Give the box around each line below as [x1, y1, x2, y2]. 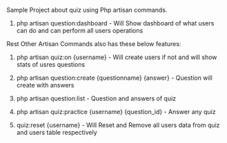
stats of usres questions [16, 60, 86, 68]
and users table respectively [16, 129, 97, 136]
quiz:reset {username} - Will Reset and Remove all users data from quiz [16, 121, 220, 129]
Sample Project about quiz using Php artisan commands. [6, 6, 168, 14]
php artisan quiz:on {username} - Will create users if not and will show [16, 53, 217, 61]
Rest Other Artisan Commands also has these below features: [6, 40, 181, 47]
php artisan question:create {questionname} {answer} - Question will [16, 74, 213, 82]
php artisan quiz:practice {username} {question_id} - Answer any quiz [16, 108, 216, 115]
